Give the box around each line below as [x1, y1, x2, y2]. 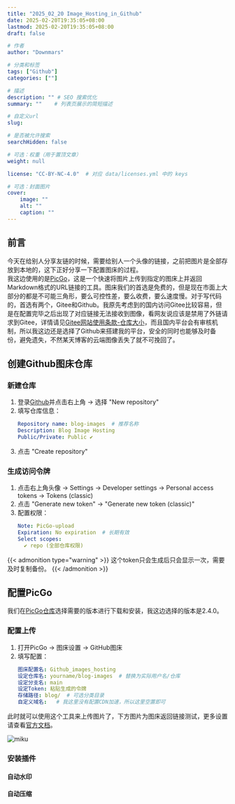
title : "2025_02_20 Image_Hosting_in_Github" [7, 10, 142, 18]
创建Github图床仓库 [7, 358, 93, 370]
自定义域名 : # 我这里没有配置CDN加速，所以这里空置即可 [17, 698, 166, 706]
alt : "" [20, 202, 42, 210]
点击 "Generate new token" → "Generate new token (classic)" [17, 500, 195, 508]
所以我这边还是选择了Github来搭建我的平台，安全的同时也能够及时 [19, 326, 211, 335]
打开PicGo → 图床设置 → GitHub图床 [17, 643, 123, 651]
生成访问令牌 [7, 466, 51, 476]
